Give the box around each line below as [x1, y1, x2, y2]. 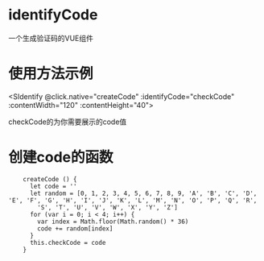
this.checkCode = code [29, 238, 106, 246]
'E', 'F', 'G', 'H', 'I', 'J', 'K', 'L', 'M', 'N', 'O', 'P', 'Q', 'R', [8, 196, 258, 205]
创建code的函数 [8, 148, 113, 167]
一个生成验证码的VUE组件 [8, 33, 94, 43]
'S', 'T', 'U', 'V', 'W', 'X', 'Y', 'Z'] [37, 203, 179, 211]
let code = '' [29, 182, 78, 190]
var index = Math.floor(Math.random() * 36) [37, 217, 189, 226]
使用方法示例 [8, 64, 94, 83]
